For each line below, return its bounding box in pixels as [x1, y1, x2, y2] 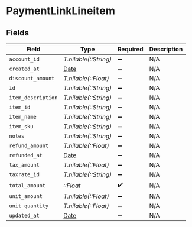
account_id [9, 56, 40, 63]
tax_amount [9, 161, 40, 168]
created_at [9, 66, 40, 72]
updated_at [9, 212, 40, 219]
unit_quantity [9, 203, 49, 209]
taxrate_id [9, 171, 40, 178]
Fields [6, 28, 30, 38]
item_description [9, 95, 58, 101]
